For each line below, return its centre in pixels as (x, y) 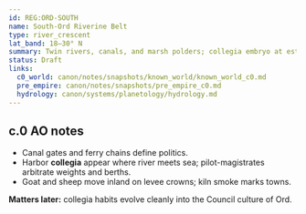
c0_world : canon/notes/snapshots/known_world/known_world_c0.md (142, 77)
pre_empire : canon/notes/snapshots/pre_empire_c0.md (119, 86)
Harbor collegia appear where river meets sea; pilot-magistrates (143, 163)
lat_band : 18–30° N (46, 43)
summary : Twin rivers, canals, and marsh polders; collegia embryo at (146, 52)
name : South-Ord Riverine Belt (68, 26)
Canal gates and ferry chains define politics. (105, 153)
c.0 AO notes (46, 131)
